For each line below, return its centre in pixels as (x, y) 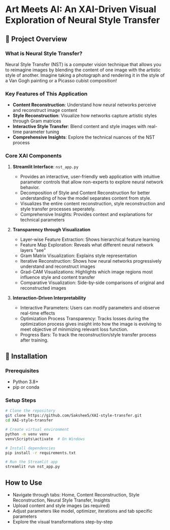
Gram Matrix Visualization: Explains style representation (78, 256)
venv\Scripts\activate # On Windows (45, 439)
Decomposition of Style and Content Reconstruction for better (85, 193)
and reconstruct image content (45, 110)
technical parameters (42, 220)
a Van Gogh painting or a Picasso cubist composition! (61, 80)
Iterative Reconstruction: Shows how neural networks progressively (91, 261)
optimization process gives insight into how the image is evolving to (91, 324)
